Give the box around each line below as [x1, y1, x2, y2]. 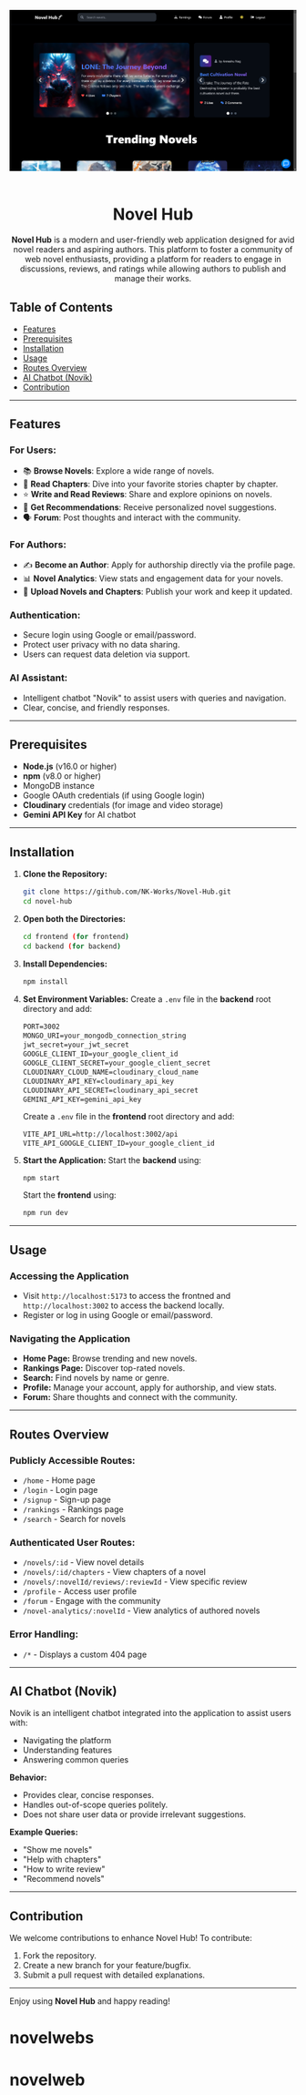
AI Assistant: [9, 671, 68, 684]
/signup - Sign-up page [22, 1494, 112, 1506]
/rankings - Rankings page [22, 1504, 125, 1515]
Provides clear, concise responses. [22, 1790, 155, 1801]
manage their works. [114, 273, 192, 284]
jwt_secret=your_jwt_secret [22, 1040, 129, 1049]
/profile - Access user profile [22, 1586, 138, 1597]
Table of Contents [9, 300, 114, 315]
